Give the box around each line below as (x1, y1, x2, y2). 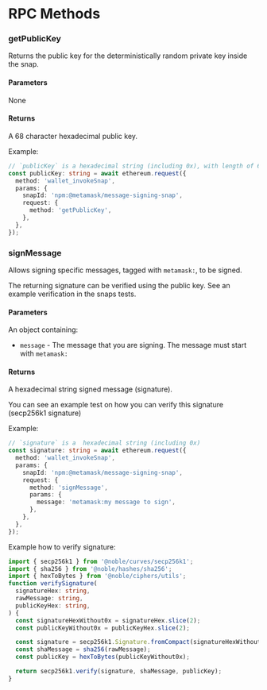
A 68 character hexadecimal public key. (8, 131, 137, 141)
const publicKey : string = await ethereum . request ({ (8, 169, 187, 177)
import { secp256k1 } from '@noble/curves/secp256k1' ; (8, 557, 194, 565)
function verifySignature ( (8, 580, 98, 588)
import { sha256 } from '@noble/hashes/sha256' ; (8, 565, 172, 572)
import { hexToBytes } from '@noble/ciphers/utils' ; (8, 572, 187, 580)
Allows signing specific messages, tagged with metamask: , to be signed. (8, 265, 242, 275)
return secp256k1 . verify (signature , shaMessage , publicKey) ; (15, 668, 222, 676)
